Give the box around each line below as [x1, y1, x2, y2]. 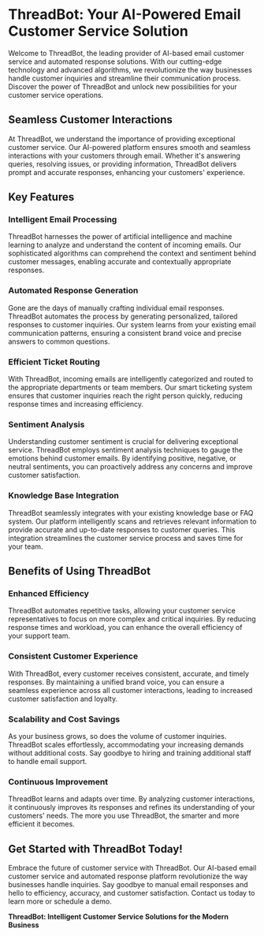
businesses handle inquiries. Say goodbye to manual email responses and [8, 880, 248, 889]
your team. [8, 542, 43, 551]
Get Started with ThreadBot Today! [8, 842, 183, 856]
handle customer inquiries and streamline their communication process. [8, 73, 242, 83]
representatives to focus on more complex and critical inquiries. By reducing [8, 614, 256, 624]
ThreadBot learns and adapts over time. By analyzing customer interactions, [8, 794, 255, 804]
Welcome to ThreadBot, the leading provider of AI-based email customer [8, 48, 244, 58]
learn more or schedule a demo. [8, 897, 113, 906]
